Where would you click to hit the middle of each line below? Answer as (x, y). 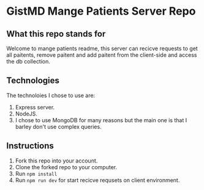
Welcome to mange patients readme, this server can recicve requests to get (102, 48)
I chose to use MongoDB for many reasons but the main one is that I (101, 120)
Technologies (33, 81)
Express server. (35, 107)
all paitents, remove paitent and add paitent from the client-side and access (102, 55)
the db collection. (28, 61)
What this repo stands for (56, 34)
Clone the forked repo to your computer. (66, 167)
